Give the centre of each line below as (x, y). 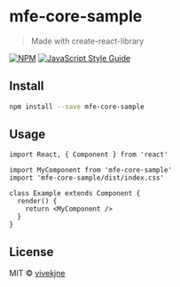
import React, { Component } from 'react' (89, 155)
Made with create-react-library (87, 41)
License (31, 252)
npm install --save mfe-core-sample (77, 107)
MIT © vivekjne (37, 274)
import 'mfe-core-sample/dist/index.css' (87, 178)
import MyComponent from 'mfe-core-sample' (91, 171)
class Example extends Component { (75, 194)
